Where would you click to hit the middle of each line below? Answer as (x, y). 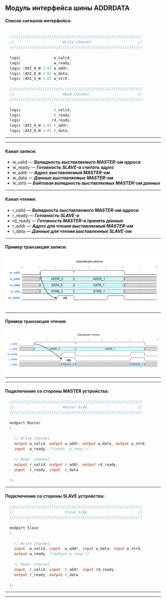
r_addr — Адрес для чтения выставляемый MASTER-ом (73, 226)
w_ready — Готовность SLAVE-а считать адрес (63, 167)
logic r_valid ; (41, 110)
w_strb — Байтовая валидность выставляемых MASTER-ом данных (86, 183)
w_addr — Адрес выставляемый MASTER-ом (61, 173)
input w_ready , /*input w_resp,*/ (52, 449)
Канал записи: (21, 151)
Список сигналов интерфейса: (39, 20)
